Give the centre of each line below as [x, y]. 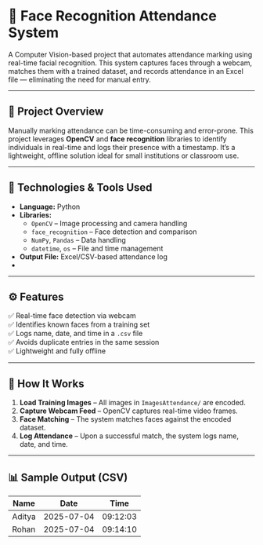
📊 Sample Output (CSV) [68, 477]
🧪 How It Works [46, 384]
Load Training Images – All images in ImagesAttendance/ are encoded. [133, 403]
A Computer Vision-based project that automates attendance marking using [130, 54]
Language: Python [50, 207]
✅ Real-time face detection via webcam [72, 316]
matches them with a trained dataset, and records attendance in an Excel [126, 71]
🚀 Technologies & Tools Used [80, 188]
